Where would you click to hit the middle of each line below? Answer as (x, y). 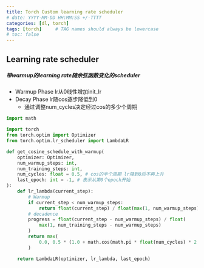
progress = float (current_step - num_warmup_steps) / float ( (107, 219)
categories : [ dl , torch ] (38, 23)
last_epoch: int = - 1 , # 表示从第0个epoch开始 (74, 180)
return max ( (43, 237)
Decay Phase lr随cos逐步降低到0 (56, 99)
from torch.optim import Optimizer (51, 135)
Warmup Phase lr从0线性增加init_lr (58, 92)
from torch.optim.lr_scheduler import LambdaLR (68, 141)
